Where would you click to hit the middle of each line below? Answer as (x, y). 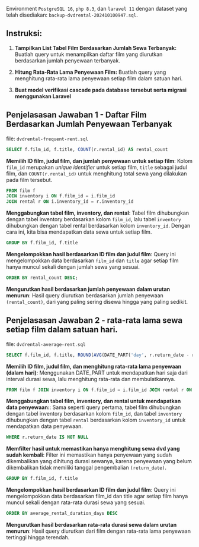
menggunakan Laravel (43, 96)
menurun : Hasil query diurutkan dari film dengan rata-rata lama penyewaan (99, 531)
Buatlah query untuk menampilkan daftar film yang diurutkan (89, 54)
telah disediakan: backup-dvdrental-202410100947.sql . (72, 15)
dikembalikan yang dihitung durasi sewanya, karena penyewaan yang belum (99, 461)
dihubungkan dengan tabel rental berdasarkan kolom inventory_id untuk (96, 420)
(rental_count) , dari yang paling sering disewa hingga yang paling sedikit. (97, 301)
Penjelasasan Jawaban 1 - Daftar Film (76, 115)
